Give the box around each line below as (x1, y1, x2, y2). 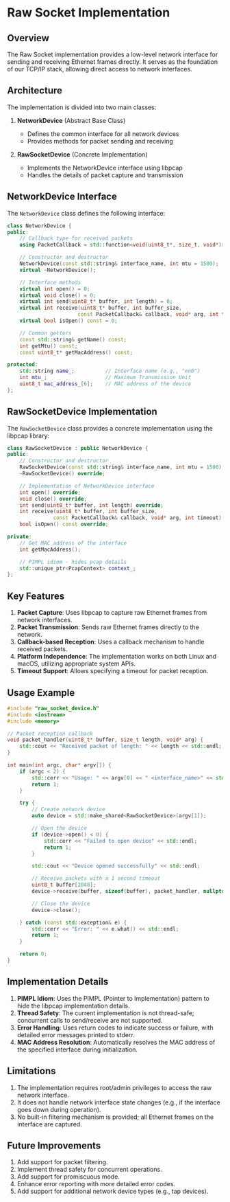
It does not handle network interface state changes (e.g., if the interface (16, 1098, 220, 1107)
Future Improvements (7, 1139, 101, 1151)
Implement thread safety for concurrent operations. (16, 1166, 162, 1174)
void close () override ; (19, 495, 88, 502)
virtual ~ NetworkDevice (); (19, 267, 97, 273)
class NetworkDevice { (7, 222, 72, 229)
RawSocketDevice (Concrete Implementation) (16, 150, 148, 159)
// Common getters (19, 330, 72, 337)
